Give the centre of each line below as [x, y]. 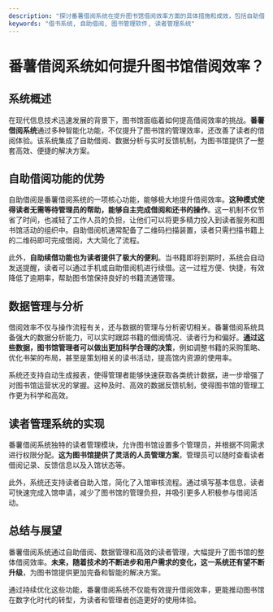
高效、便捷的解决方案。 [54, 151]
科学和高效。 [51, 396]
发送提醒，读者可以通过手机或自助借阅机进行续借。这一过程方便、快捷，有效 [136, 268]
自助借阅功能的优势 [56, 179]
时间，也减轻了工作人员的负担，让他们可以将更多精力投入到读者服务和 [140, 220]
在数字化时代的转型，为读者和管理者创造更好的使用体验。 [104, 600]
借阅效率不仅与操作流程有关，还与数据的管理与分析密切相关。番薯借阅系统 [133, 327]
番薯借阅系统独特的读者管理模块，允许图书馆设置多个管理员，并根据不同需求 [136, 444]
